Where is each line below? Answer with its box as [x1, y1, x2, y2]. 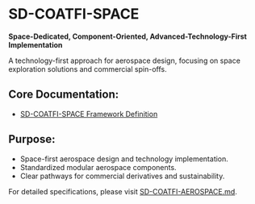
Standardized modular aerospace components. [19, 162, 177, 172]
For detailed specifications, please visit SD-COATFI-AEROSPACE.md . [8, 186, 238, 196]
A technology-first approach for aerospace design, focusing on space [8, 56, 240, 65]
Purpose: [8, 132, 56, 146]
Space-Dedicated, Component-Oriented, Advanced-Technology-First [8, 31, 248, 41]
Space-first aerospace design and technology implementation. [19, 154, 228, 164]
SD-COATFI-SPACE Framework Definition [19, 109, 158, 119]
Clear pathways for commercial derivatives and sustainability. [19, 171, 225, 181]
